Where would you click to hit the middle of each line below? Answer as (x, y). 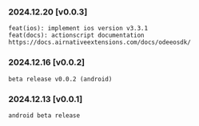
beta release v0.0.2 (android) (60, 79)
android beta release (44, 115)
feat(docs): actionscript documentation (77, 35)
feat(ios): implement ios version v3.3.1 (78, 29)
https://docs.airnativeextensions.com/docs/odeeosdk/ (100, 42)
